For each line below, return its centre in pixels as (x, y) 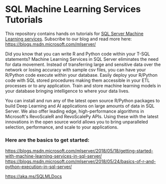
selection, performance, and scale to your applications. (62, 127)
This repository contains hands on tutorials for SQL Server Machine (74, 33)
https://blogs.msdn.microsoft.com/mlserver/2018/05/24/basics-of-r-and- (81, 162)
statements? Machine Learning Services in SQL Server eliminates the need (82, 59)
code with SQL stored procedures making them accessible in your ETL (78, 80)
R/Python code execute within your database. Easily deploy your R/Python (82, 75)
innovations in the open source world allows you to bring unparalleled (77, 122)
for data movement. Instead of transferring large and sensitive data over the (83, 64)
